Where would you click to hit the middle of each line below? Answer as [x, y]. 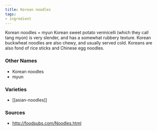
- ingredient [18, 19]
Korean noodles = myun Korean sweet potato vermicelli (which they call [77, 33]
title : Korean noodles [28, 10]
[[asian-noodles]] [30, 100]
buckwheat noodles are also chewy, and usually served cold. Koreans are [79, 43]
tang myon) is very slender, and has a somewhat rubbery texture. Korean [78, 38]
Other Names [21, 61]
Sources [15, 112]
